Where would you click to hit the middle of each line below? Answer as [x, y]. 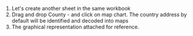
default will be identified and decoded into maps [70, 21]
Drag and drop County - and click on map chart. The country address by [99, 15]
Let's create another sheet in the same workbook [71, 8]
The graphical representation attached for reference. [75, 27]
